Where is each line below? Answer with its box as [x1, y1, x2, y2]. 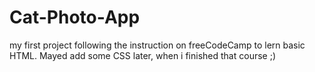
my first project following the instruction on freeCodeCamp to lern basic [9, 39, 306, 51]
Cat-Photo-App [9, 6, 141, 29]
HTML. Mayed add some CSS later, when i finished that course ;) [9, 49, 276, 61]
